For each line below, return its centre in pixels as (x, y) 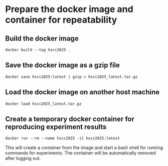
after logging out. (23, 158)
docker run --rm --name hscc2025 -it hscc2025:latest (63, 138)
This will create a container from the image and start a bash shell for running (84, 148)
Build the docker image (42, 38)
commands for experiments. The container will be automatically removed (81, 153)
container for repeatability (61, 20)
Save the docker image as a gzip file (63, 65)
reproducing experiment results (56, 127)
